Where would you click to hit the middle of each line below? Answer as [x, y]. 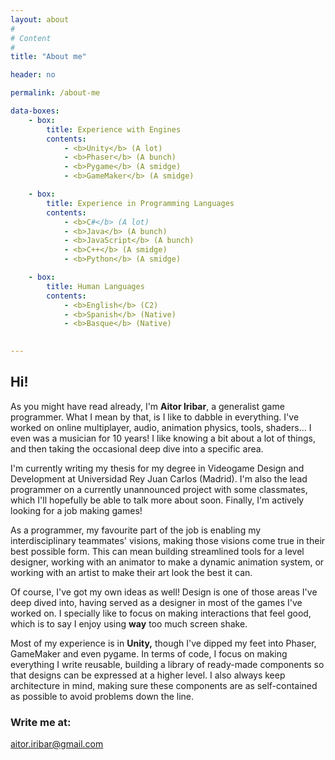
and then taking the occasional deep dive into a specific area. [137, 448]
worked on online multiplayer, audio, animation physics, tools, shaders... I [161, 427]
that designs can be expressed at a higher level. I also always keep [148, 675]
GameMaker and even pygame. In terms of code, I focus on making [149, 653]
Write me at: [41, 722]
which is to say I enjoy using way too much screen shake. [129, 623]
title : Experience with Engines [114, 129]
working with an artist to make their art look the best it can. [131, 572]
